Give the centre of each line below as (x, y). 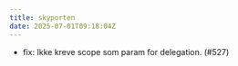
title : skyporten (42, 18)
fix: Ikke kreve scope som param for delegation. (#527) (126, 52)
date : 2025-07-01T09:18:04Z (63, 26)
